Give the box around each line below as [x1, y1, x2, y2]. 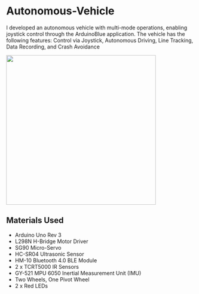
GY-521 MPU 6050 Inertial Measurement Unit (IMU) [14, 269, 142, 277]
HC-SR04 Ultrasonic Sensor [14, 250, 85, 257]
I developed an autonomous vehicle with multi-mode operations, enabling [6, 24, 188, 31]
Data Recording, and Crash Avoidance [6, 43, 100, 50]
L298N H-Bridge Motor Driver [14, 238, 88, 245]
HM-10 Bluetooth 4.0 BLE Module [14, 256, 97, 264]
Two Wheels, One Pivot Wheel [14, 275, 90, 283]
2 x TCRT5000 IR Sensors [14, 263, 79, 270]
